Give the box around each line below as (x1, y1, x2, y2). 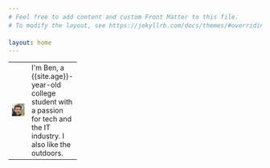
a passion (31, 105, 64, 115)
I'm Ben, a (31, 63, 64, 72)
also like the (31, 140, 71, 149)
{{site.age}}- (31, 72, 74, 80)
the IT (31, 123, 51, 132)
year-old (31, 80, 62, 89)
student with (31, 97, 73, 106)
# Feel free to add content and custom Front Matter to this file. (8, 13, 239, 21)
